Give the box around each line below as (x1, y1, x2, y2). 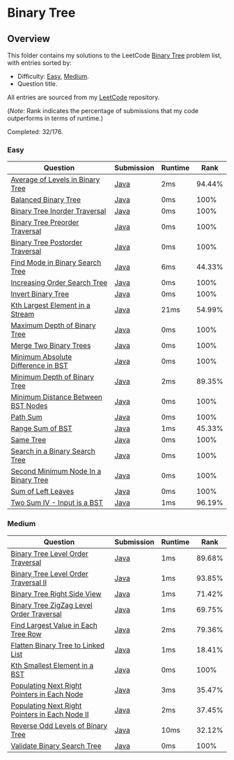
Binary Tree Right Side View (10, 589, 102, 599)
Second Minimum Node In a (10, 467, 102, 476)
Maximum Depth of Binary (10, 321, 96, 330)
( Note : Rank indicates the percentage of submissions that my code (7, 107, 198, 115)
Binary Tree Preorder (10, 218, 79, 228)
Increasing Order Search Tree (10, 278, 108, 288)
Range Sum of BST (10, 424, 72, 434)
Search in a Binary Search (10, 446, 95, 456)
